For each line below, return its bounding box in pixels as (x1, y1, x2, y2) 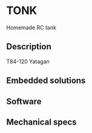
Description (6, 41, 51, 52)
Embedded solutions (6, 76, 86, 86)
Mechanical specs (6, 117, 77, 127)
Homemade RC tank (6, 24, 56, 31)
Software (6, 96, 42, 107)
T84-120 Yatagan (6, 57, 50, 65)
